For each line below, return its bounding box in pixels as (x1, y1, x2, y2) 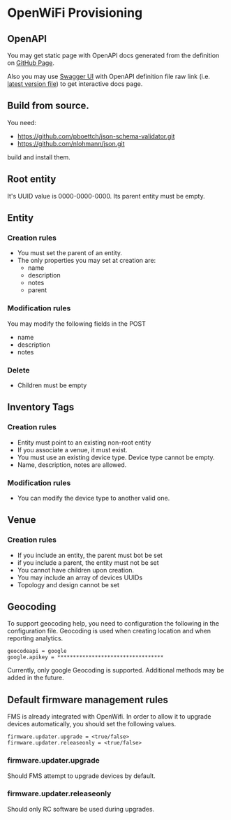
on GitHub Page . (7, 59, 54, 67)
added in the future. (7, 673, 64, 682)
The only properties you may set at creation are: (17, 257, 156, 265)
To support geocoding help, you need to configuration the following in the (7, 619, 220, 628)
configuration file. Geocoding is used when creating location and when (7, 627, 211, 635)
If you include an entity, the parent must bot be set (17, 551, 163, 559)
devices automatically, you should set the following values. (7, 720, 177, 728)
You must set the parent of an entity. (17, 249, 122, 257)
